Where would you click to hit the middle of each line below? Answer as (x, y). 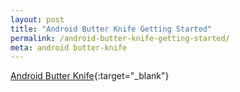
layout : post (37, 19)
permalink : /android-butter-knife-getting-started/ (120, 38)
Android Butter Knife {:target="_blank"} (90, 76)
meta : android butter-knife (69, 47)
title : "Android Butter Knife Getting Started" (111, 29)
